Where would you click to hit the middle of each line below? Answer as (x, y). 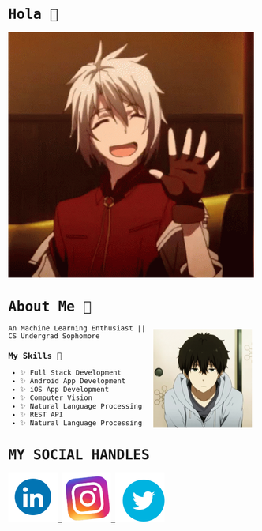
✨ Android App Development (73, 381)
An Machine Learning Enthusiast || (77, 328)
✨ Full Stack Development (71, 373)
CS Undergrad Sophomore (54, 336)
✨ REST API (41, 415)
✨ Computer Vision (56, 398)
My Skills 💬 (35, 356)
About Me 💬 (50, 307)
